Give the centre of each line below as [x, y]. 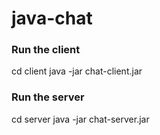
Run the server [48, 97]
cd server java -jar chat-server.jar [80, 119]
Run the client [46, 50]
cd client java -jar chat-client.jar [77, 71]
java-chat [52, 18]
